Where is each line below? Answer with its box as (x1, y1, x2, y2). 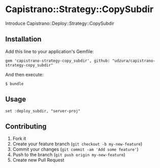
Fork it (12, 136, 26, 142)
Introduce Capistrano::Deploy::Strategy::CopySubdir (5, 20, 114, 26)
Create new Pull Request (12, 157, 65, 163)
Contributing (5, 122, 47, 131)
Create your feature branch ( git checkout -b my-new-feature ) (12, 141, 143, 147)
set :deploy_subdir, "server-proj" (5, 108, 81, 113)
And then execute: (5, 71, 44, 77)
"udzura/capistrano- (112, 58, 156, 63)
